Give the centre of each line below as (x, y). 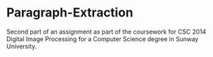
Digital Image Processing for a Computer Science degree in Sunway (102, 38)
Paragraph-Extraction (70, 13)
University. (22, 46)
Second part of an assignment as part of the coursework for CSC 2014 (106, 32)
